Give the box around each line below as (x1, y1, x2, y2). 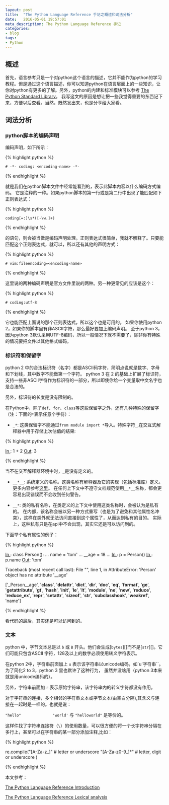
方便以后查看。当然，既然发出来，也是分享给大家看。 (14, 99, 124, 106)
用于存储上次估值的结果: (26, 428, 76, 434)
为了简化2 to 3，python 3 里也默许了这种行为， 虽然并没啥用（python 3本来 (5, 667, 162, 673)
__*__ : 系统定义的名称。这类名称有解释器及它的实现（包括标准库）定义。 (12, 479, 163, 485)
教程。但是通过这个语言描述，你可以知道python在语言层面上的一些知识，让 (5, 81, 161, 87)
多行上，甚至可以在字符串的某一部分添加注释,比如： (5, 728, 113, 735)
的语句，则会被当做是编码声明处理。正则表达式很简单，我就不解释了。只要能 (5, 235, 164, 241)
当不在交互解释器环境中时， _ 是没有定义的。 (5, 468, 96, 474)
